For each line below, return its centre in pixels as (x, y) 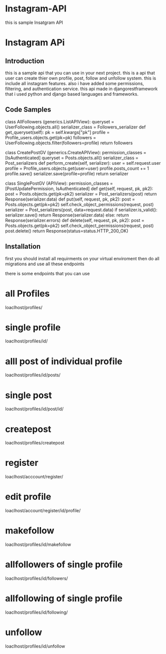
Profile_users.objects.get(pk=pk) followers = (51, 137)
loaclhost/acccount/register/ (34, 477)
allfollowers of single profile (64, 565)
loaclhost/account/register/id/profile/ (43, 511)
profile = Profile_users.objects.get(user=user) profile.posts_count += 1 (77, 168)
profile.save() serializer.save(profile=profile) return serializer (67, 173)
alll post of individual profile (64, 361)
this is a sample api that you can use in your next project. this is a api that (80, 73)
